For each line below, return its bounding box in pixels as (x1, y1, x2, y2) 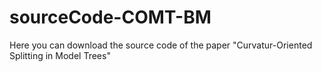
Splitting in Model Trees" (9, 49, 111, 61)
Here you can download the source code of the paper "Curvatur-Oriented (9, 39, 313, 51)
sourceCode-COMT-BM (9, 6, 212, 29)
